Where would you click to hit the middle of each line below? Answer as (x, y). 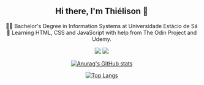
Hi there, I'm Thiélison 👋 (102, 11)
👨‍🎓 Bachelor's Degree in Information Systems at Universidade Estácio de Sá (102, 26)
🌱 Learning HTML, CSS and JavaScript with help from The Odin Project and (102, 32)
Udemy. (102, 39)
